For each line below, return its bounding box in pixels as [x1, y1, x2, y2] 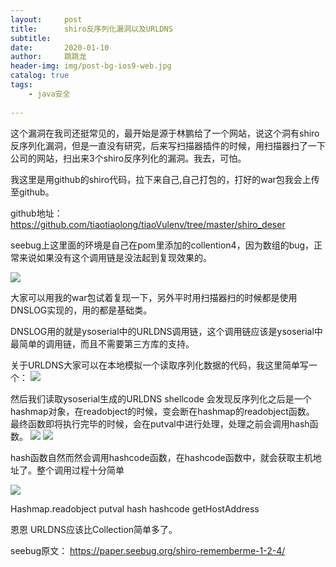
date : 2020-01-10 [10, 42, 110, 53]
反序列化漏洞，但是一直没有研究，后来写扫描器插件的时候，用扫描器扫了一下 [10, 139, 326, 151]
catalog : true [10, 71, 70, 81]
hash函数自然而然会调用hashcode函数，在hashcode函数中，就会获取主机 [10, 451, 313, 463]
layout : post [10, 14, 83, 25]
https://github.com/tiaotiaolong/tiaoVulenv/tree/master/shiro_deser [10, 218, 286, 230]
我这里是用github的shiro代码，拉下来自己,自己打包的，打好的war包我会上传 [10, 173, 320, 185]
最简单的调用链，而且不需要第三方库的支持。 [10, 337, 195, 350]
